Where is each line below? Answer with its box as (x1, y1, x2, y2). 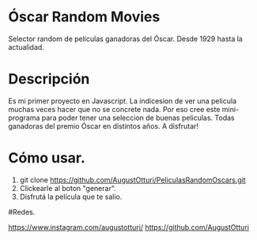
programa (8, 113, 40, 122)
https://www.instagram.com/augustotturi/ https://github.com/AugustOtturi (8, 222, 249, 232)
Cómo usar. (8, 149, 85, 167)
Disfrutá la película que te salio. (19, 192, 123, 201)
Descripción (8, 70, 90, 88)
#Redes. (8, 207, 36, 216)
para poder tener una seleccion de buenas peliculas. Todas (41, 113, 235, 122)
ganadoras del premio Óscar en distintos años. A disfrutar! (8, 121, 199, 130)
